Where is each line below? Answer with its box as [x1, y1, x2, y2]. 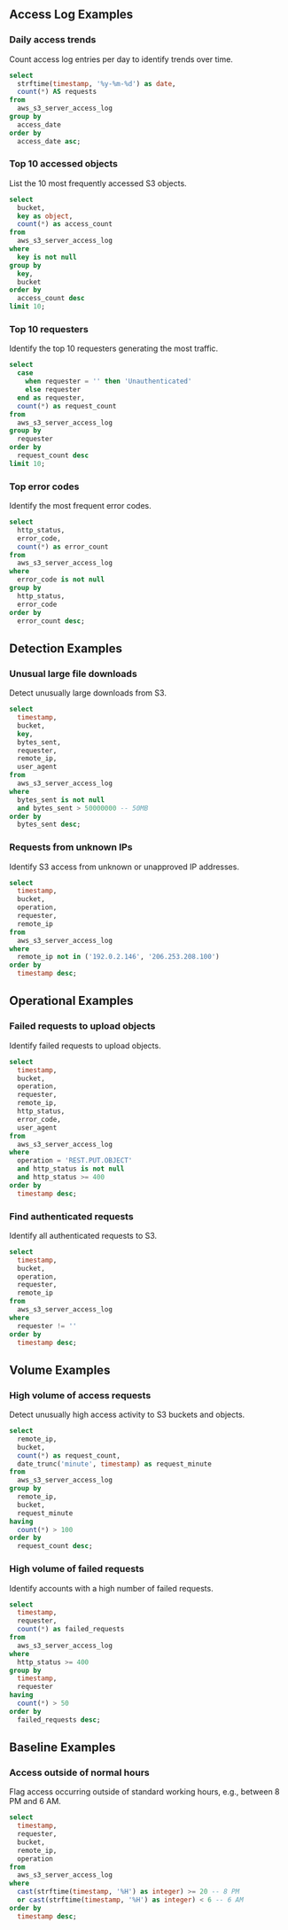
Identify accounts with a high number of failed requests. [9, 1583, 214, 1593]
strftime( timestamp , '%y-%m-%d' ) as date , [17, 79, 176, 88]
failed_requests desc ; [17, 1715, 101, 1724]
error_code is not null [17, 575, 105, 584]
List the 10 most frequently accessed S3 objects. [9, 177, 188, 189]
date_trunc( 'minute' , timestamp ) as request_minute [17, 1459, 213, 1468]
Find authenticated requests [9, 1210, 135, 1222]
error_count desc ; [17, 616, 86, 626]
